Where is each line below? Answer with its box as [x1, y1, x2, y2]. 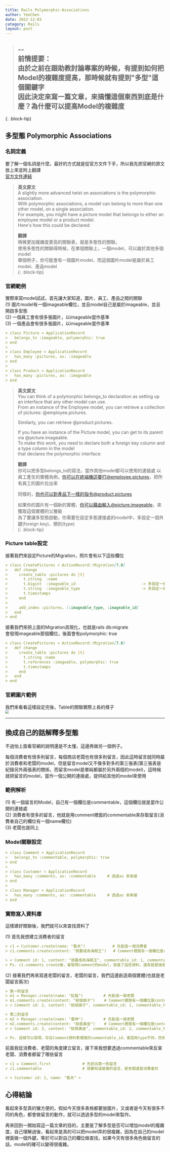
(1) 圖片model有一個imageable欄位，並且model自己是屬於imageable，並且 [5, 301, 161, 307]
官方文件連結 [5, 173, 32, 179]
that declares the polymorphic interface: [17, 450, 102, 457]
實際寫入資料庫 [5, 910, 42, 917]
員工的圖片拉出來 [22, 480, 58, 486]
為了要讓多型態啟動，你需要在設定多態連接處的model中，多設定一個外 [17, 514, 164, 520]
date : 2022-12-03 [5, 17, 42, 22]
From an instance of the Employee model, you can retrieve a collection [17, 404, 165, 410]
